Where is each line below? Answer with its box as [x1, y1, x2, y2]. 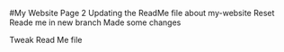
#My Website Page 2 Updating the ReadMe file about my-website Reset [9, 8, 275, 18]
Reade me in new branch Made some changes [9, 17, 182, 28]
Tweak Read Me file [9, 35, 83, 45]
